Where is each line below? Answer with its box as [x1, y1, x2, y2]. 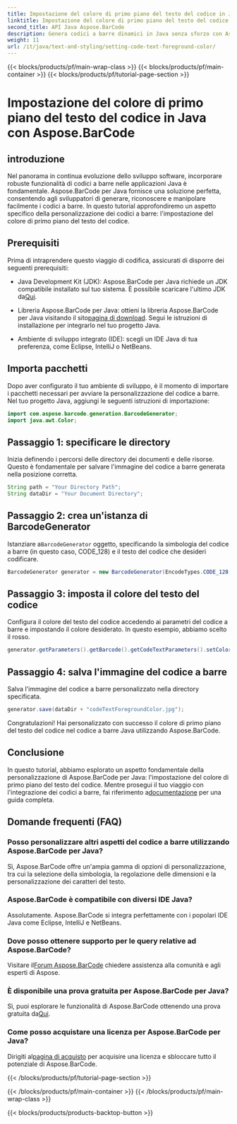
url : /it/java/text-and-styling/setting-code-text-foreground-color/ [7, 43, 217, 50]
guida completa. [7, 795, 54, 804]
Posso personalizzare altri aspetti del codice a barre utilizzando [7, 837, 230, 847]
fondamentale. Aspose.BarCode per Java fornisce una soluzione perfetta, [7, 187, 221, 195]
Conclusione [7, 747, 65, 759]
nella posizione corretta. [7, 470, 78, 479]
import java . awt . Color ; [7, 416, 78, 424]
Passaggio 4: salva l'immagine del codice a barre [7, 666, 227, 678]
